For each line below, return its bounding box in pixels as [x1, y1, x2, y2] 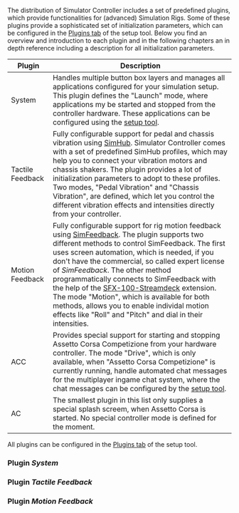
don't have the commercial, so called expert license [52, 256, 225, 266]
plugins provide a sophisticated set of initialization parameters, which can [7, 21, 223, 29]
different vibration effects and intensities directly [52, 200, 215, 209]
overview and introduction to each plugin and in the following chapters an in [7, 36, 230, 45]
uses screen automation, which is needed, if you [52, 247, 214, 257]
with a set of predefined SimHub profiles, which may [52, 147, 228, 156]
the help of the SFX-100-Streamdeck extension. [52, 283, 217, 293]
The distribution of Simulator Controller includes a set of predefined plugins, [7, 6, 231, 14]
